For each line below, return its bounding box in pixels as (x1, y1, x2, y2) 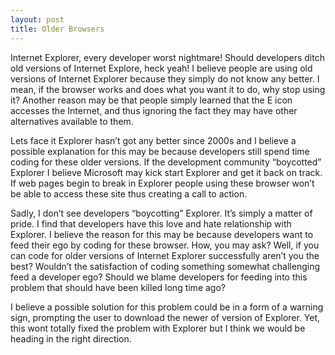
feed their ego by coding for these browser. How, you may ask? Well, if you (10, 239, 320, 251)
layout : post (10, 14, 65, 25)
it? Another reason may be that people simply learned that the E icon (10, 94, 293, 106)
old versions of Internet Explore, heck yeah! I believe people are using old (10, 62, 313, 74)
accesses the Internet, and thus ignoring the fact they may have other (10, 104, 298, 116)
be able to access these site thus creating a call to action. (10, 187, 248, 200)
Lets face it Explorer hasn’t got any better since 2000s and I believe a (10, 134, 297, 146)
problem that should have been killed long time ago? (10, 281, 226, 293)
